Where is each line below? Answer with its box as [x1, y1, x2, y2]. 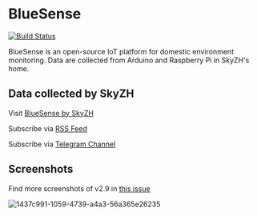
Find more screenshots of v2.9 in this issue [8, 183, 151, 193]
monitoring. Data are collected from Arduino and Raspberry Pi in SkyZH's [8, 55, 250, 65]
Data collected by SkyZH [8, 87, 135, 101]
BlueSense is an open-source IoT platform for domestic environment [8, 46, 235, 56]
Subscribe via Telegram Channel [8, 139, 116, 149]
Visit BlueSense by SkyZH [8, 108, 94, 118]
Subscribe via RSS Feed [8, 123, 88, 133]
